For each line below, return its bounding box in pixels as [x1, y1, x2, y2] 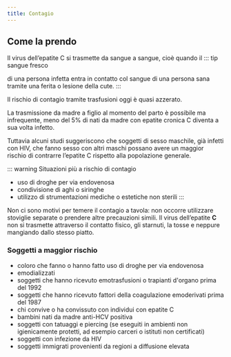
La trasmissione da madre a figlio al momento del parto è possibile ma [7, 108, 206, 117]
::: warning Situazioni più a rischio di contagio [7, 165, 137, 173]
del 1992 [17, 283, 42, 291]
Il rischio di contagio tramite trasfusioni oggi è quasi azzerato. [7, 95, 183, 104]
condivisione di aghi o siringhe [17, 186, 105, 194]
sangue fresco [7, 61, 48, 70]
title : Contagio [7, 10, 54, 17]
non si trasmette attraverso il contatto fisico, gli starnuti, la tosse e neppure [7, 221, 221, 229]
